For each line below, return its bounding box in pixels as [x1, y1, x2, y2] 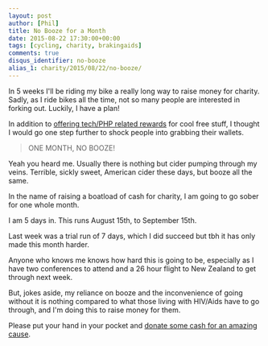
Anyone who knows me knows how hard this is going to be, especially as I [8, 255, 254, 265]
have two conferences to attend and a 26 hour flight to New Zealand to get [8, 263, 256, 274]
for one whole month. [8, 200, 80, 209]
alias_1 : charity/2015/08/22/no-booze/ [8, 64, 142, 72]
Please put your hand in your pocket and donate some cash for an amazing [8, 320, 258, 330]
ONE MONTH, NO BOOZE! [27, 142, 115, 153]
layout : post [8, 11, 52, 20]
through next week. [8, 272, 73, 282]
